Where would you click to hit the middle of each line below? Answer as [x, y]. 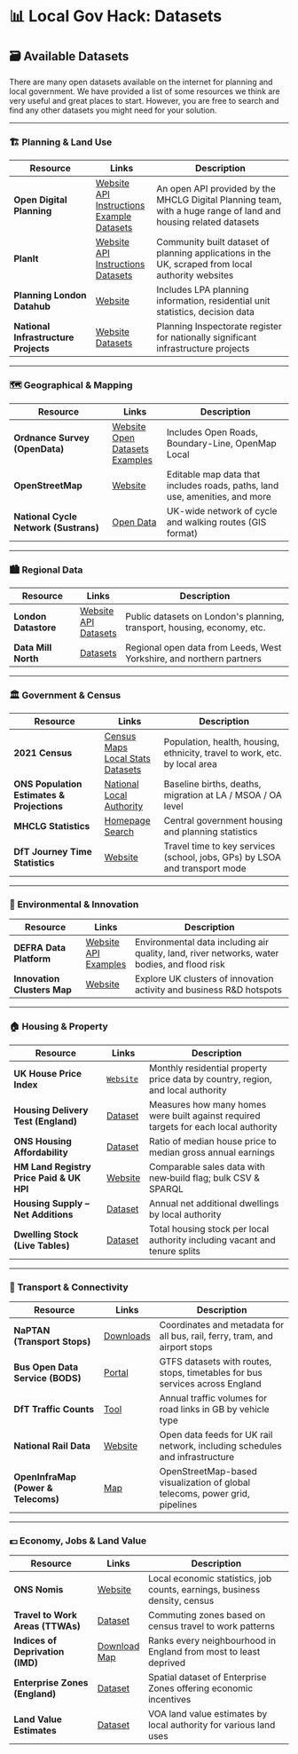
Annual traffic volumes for [213, 1398]
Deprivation [39, 1652]
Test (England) [46, 1121]
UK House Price [48, 1073]
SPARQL [167, 1189]
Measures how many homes [208, 1104]
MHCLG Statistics [52, 826]
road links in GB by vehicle [214, 1410]
